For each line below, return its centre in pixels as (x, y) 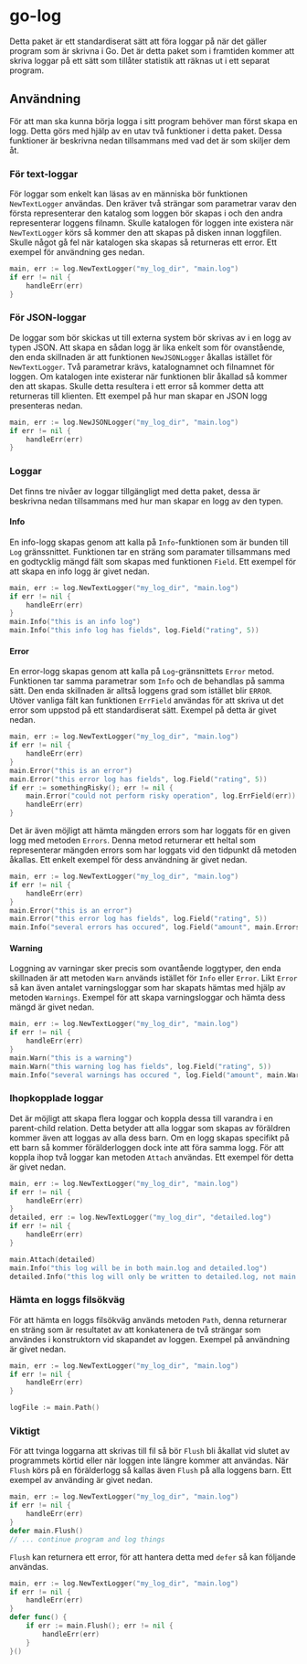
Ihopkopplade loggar (57, 1098)
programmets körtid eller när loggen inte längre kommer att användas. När (149, 1461)
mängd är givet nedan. (52, 1007)
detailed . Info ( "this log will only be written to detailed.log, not (143, 1277)
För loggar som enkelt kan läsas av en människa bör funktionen (129, 194)
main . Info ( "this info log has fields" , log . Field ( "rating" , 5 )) (134, 631)
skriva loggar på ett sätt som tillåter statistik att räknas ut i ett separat (140, 60)
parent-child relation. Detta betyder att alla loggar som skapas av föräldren (150, 1128)
